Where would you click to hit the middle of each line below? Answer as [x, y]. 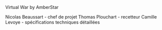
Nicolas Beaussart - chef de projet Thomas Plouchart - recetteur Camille [81, 17]
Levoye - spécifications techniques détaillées [53, 22]
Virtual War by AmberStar [32, 7]
